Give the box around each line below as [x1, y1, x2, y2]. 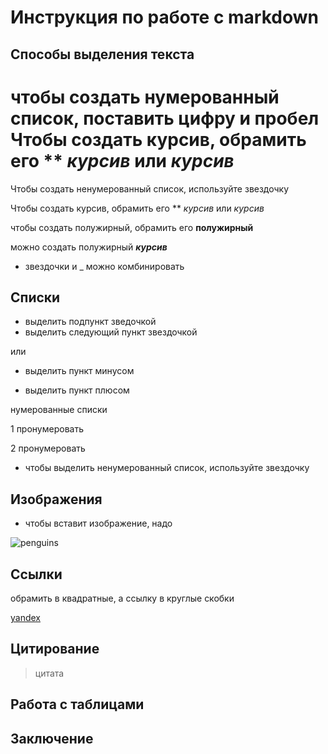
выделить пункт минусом [24, 365, 135, 377]
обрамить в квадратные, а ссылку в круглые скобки [10, 592, 235, 604]
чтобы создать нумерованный [10, 86, 280, 108]
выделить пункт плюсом [24, 384, 130, 396]
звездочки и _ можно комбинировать [24, 260, 185, 272]
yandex [10, 611, 41, 623]
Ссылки [10, 566, 63, 583]
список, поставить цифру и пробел [10, 107, 320, 130]
